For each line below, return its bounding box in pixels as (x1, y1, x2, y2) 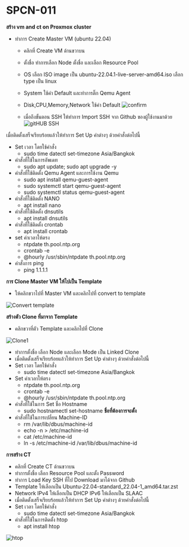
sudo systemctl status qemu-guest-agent (23, 188, 125, 196)
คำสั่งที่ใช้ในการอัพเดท (14, 156, 58, 164)
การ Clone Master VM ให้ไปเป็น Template (6, 278, 102, 285)
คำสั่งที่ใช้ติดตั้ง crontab (14, 221, 63, 228)
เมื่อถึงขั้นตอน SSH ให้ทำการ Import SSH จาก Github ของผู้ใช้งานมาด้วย (23, 113, 173, 120)
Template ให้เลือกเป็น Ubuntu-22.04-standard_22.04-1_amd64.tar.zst (14, 483, 178, 490)
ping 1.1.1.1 (23, 266, 48, 273)
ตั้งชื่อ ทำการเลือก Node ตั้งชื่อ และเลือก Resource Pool (23, 59, 139, 66)
